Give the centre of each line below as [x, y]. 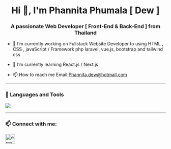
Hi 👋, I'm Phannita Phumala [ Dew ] [85, 10]
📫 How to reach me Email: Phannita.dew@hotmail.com [70, 75]
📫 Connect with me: [31, 123]
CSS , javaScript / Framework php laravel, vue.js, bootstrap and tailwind [88, 49]
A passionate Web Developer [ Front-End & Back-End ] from [85, 27]
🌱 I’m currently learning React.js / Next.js [55, 65]
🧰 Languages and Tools [35, 95]
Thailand [85, 33]
